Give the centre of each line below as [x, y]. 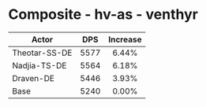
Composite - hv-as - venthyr [103, 15]
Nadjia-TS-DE [39, 65]
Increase [125, 39]
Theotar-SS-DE [42, 53]
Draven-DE [34, 78]
